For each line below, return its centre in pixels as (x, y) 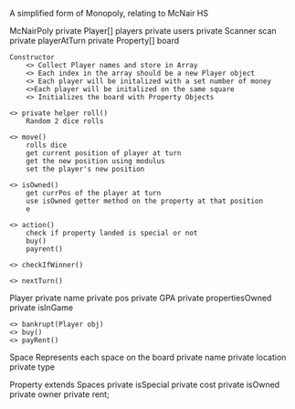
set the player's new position (85, 169)
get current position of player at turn (104, 153)
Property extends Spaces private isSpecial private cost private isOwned (145, 384)
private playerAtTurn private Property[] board (95, 41)
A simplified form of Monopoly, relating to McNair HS (109, 13)
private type (32, 367)
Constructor (32, 58)
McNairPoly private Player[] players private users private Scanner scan (143, 31)
